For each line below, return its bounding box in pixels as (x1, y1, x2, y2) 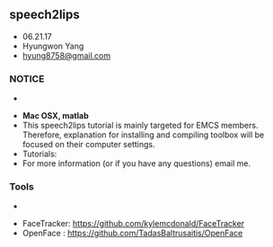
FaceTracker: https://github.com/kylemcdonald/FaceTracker (22, 218, 245, 229)
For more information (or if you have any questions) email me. (22, 158, 251, 169)
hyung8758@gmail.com (22, 49, 110, 61)
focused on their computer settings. (22, 139, 155, 150)
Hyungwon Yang (22, 40, 84, 51)
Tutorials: (22, 148, 57, 160)
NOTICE (9, 72, 45, 84)
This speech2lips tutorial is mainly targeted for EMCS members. (22, 120, 259, 131)
